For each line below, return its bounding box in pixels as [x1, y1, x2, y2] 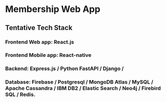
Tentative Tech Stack [5, 23, 72, 32]
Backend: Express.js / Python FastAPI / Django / [5, 65, 124, 72]
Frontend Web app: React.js [5, 38, 74, 45]
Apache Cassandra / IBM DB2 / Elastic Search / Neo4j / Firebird [5, 85, 161, 92]
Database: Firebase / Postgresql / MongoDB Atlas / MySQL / [5, 78, 153, 85]
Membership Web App [5, 3, 100, 15]
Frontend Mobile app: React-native [5, 51, 91, 58]
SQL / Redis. [5, 91, 36, 98]
